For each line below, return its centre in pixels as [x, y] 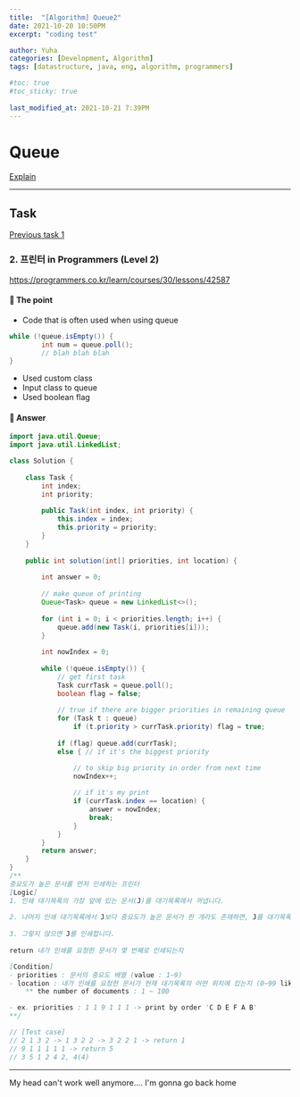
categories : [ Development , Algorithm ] [81, 59]
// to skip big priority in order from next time [167, 768]
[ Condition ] [31, 967]
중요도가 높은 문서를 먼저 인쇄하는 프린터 [75, 884]
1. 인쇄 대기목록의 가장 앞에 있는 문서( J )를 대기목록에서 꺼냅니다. [117, 900]
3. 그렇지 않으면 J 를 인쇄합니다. [62, 934]
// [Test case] [37, 1033]
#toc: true [29, 83]
